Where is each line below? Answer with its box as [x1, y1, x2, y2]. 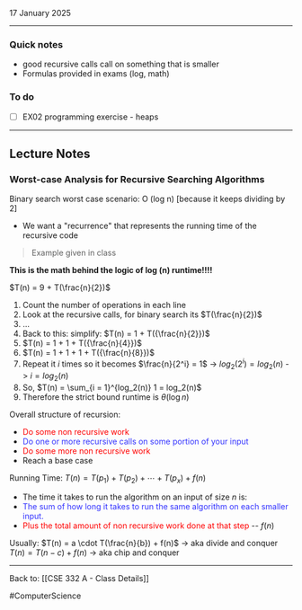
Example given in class [31, 247, 117, 259]
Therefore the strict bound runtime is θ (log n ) [22, 391, 190, 402]
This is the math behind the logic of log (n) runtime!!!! [9, 265, 213, 276]
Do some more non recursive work [22, 445, 151, 456]
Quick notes [9, 38, 64, 50]
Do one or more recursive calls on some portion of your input [22, 436, 249, 446]
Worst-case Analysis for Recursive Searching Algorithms [9, 172, 265, 185]
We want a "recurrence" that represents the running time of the [22, 220, 258, 232]
